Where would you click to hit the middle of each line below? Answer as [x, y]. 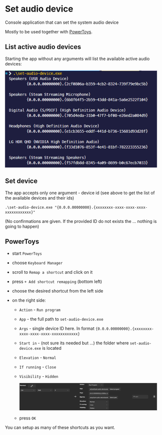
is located [52, 348]
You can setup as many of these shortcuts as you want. [60, 427]
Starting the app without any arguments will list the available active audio [77, 59]
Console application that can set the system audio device [62, 22]
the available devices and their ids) [40, 198]
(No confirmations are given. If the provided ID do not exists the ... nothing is [81, 221]
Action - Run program [40, 310]
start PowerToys [27, 253]
